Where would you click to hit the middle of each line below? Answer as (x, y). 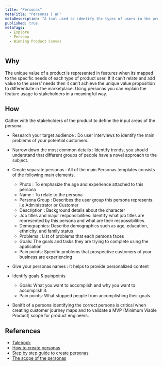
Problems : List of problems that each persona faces (72, 236)
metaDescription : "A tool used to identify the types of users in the (78, 19)
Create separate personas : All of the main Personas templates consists (83, 170)
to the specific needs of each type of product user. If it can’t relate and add (80, 78)
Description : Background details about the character (72, 210)
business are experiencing (46, 257)
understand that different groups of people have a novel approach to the (84, 155)
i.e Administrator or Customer (49, 205)
